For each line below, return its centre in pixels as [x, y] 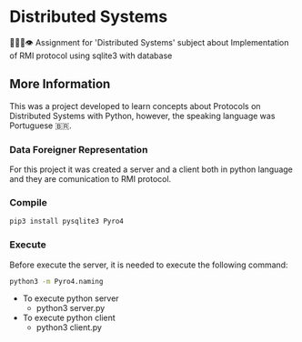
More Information [60, 84]
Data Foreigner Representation [79, 149]
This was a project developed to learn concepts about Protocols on [135, 106]
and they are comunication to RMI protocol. [91, 179]
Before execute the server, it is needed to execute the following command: [149, 265]
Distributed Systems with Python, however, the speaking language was [142, 116]
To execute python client [69, 318]
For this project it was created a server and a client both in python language [151, 169]
